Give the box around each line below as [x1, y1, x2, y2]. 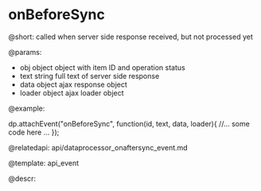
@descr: [8, 173, 36, 183]
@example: [8, 103, 45, 113]
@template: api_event [8, 158, 80, 168]
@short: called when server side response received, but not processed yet [8, 32, 253, 41]
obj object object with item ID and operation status [19, 62, 185, 72]
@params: [8, 47, 42, 57]
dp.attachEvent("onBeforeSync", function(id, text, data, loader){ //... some [8, 119, 251, 128]
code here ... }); [8, 127, 60, 137]
